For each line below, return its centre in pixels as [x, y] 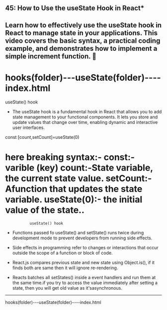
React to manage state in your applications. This [82, 33]
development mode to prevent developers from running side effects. [82, 238]
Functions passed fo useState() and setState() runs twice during [78, 232]
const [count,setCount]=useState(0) [42, 137]
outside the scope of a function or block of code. [62, 253]
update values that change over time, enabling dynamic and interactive [85, 122]
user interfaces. [28, 127]
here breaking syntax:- [53, 157]
